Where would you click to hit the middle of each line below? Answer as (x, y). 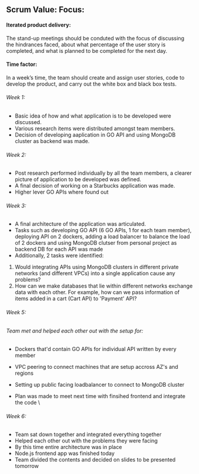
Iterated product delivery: (39, 25)
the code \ (27, 403)
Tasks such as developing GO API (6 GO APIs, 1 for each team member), (103, 230)
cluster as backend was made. (52, 141)
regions (24, 373)
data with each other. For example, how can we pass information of (97, 292)
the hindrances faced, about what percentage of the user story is (86, 45)
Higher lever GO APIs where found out (61, 192)
